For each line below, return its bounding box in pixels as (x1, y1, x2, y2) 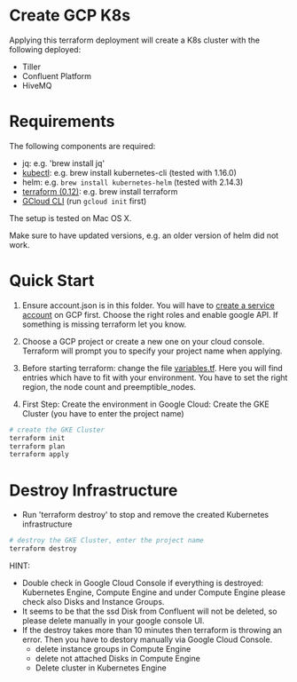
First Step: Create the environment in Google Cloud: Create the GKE (21, 399, 270, 409)
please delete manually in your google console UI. (21, 615, 206, 626)
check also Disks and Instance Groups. (21, 597, 165, 607)
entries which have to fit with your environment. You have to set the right (21, 372, 288, 383)
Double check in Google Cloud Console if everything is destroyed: (21, 578, 264, 588)
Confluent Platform (21, 70, 91, 81)
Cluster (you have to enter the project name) (21, 408, 184, 418)
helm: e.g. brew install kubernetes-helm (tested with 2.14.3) (21, 177, 244, 187)
